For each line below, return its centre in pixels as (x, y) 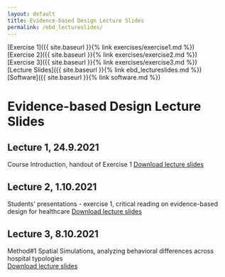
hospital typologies (35, 259)
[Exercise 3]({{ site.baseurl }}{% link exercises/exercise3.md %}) (102, 63)
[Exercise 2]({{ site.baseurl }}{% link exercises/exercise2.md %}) (102, 55)
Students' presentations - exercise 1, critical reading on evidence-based (113, 204)
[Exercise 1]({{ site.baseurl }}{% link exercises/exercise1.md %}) (101, 48)
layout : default (31, 14)
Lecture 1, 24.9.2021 (53, 147)
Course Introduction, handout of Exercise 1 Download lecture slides (106, 165)
